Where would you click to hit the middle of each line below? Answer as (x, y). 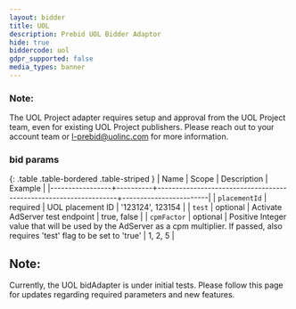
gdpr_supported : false (51, 59)
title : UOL (29, 26)
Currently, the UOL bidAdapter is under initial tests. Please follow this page (146, 285)
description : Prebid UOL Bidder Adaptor (86, 34)
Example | (28, 189)
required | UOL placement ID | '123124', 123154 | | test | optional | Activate (146, 207)
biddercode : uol (39, 51)
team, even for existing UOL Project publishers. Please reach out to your (142, 127)
